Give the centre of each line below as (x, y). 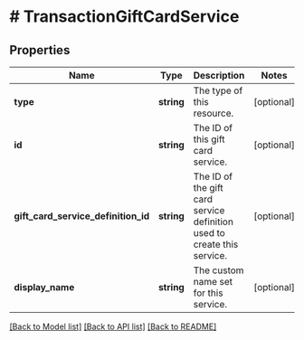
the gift (208, 188)
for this (208, 293)
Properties (40, 50)
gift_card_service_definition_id (82, 216)
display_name (44, 287)
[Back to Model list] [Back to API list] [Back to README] (113, 326)
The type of (218, 90)
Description (219, 76)
